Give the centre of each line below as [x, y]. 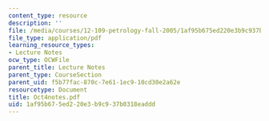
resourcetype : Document [48, 90]
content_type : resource [48, 16]
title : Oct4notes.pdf [44, 97]
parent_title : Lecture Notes [57, 68]
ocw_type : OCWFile [39, 60]
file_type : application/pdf [55, 38]
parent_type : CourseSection [55, 75]
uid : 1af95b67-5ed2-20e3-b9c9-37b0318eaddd [82, 104]
